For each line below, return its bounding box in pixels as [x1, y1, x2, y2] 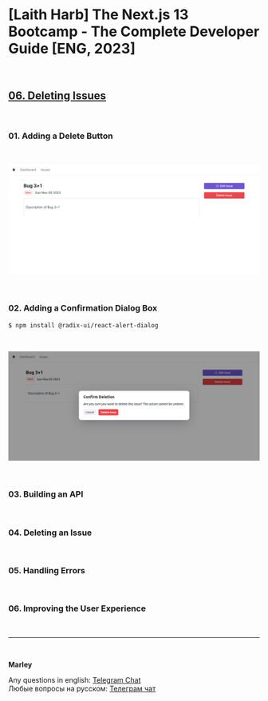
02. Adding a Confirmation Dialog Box [8, 302, 158, 313]
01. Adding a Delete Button [8, 130, 113, 141]
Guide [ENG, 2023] [8, 40, 136, 57]
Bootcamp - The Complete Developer [8, 22, 260, 41]
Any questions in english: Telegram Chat [8, 675, 141, 684]
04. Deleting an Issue [8, 527, 93, 538]
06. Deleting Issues [8, 89, 106, 103]
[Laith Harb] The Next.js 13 [8, 6, 189, 24]
